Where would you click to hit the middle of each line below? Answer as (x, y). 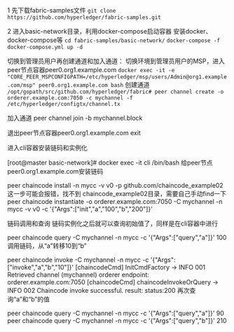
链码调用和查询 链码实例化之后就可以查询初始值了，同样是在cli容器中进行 (113, 223)
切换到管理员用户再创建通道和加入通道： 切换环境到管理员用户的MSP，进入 (116, 61)
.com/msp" (22, 85)
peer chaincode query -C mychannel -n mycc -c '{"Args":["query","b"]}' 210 (117, 320)
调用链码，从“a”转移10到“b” (47, 246)
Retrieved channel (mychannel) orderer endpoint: (78, 275)
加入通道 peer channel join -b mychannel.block (75, 118)
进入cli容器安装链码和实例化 (47, 148)
